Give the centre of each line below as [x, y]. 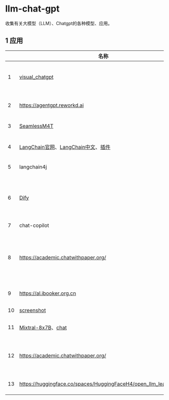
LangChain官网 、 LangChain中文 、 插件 [65, 147]
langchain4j [33, 167]
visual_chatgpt [36, 77]
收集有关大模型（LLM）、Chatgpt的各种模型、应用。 [59, 23]
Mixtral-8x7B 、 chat [43, 328]
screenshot [33, 310]
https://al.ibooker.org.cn [48, 293]
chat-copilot [34, 225]
